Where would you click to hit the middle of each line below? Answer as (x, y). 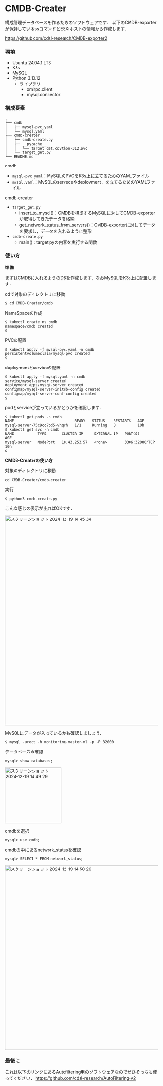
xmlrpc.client (40, 89)
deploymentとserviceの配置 (33, 368)
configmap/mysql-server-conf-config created (51, 394)
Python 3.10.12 (26, 78)
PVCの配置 (16, 340)
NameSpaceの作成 (24, 313)
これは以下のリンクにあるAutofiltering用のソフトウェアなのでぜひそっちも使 (81, 1072)
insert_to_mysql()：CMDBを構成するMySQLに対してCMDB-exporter (87, 213)
